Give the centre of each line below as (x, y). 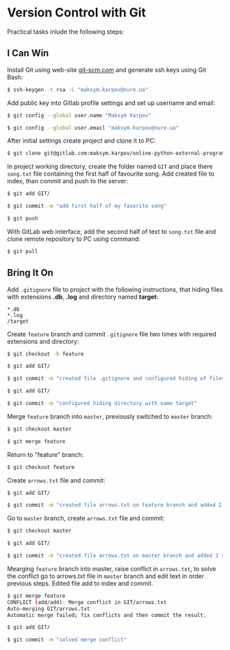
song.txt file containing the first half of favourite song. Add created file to (111, 174)
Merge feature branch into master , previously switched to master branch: (110, 416)
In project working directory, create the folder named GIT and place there (110, 167)
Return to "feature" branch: (46, 454)
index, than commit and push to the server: (68, 181)
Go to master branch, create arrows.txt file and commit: (86, 518)
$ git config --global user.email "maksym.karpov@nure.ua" (93, 128)
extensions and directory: (43, 341)
